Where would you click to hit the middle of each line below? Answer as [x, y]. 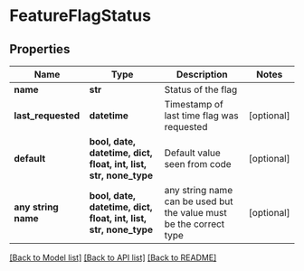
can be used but [199, 201]
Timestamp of [194, 104]
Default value [193, 153]
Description [202, 75]
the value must [196, 213]
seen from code [198, 164]
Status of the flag [201, 89]
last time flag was [201, 116]
